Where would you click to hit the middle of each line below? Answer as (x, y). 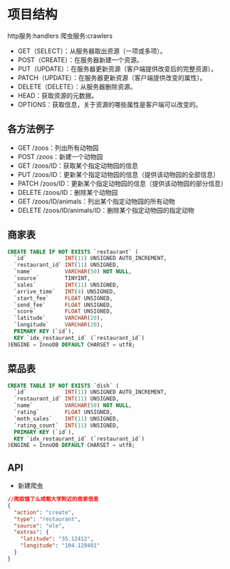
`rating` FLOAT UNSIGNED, (63, 412)
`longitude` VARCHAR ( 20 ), (58, 325)
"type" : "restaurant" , (47, 519)
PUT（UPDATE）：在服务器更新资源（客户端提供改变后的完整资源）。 (117, 69)
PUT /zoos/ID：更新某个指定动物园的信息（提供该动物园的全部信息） (118, 174)
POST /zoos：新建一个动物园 (60, 156)
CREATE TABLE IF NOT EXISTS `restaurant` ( (73, 252)
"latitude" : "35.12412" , (57, 539)
